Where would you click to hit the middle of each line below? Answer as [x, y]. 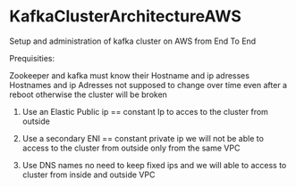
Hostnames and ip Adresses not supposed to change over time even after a [148, 85]
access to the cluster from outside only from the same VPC [131, 148]
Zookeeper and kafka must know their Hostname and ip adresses [130, 75]
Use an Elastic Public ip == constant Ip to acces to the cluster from [145, 111]
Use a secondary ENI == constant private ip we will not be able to [143, 138]
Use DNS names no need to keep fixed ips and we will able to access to [154, 165]
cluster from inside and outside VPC [89, 175]
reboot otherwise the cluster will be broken [89, 94]
